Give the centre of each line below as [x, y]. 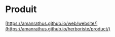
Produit [21, 9]
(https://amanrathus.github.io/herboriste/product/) [58, 28]
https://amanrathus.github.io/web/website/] [52, 23]
